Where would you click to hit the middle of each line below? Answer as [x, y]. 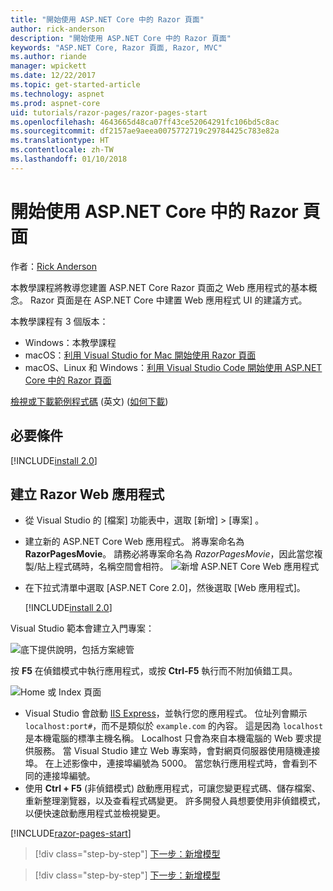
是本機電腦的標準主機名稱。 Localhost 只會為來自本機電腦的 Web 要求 [168, 738]
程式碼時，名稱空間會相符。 [111, 567]
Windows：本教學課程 [70, 342]
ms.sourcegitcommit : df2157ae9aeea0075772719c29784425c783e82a [145, 131]
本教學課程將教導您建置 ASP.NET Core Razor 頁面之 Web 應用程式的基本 [159, 287]
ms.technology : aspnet [57, 94]
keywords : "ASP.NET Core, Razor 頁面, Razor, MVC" [116, 47]
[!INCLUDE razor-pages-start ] [71, 833]
